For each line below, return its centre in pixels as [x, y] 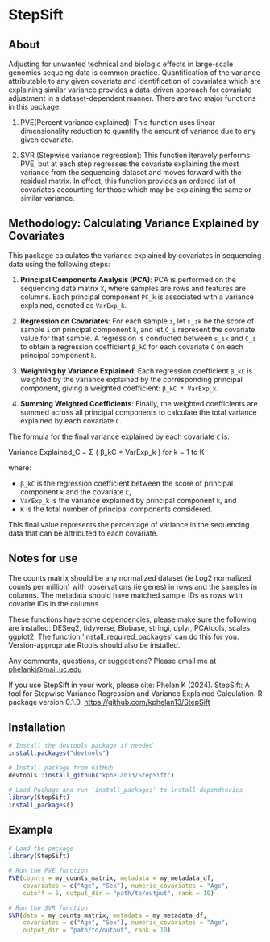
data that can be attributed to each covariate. [83, 533]
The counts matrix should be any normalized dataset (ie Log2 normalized [130, 577]
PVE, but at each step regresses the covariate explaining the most [129, 164]
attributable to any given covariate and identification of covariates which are [135, 81]
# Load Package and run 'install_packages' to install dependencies [126, 790]
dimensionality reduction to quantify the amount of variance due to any [138, 131]
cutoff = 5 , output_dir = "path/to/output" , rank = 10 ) [119, 893]
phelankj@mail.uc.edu [45, 669]
